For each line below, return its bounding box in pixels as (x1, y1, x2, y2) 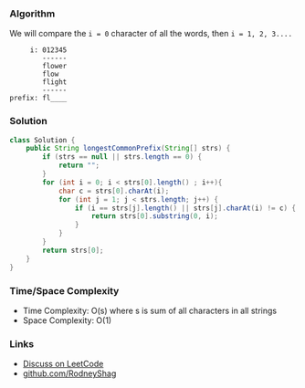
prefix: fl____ (9, 94, 68, 103)
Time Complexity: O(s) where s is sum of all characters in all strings (22, 305, 277, 316)
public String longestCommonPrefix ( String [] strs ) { (26, 144, 231, 153)
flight (42, 78, 68, 87)
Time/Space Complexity (9, 284, 120, 297)
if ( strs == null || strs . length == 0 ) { (42, 152, 203, 162)
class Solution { (9, 135, 76, 144)
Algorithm (9, 7, 56, 20)
